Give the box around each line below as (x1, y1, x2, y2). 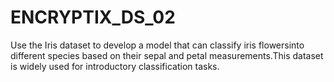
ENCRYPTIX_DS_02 (10, 6, 176, 29)
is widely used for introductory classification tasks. (10, 60, 220, 72)
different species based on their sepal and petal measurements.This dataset (10, 49, 324, 61)
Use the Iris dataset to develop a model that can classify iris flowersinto (10, 39, 305, 51)
